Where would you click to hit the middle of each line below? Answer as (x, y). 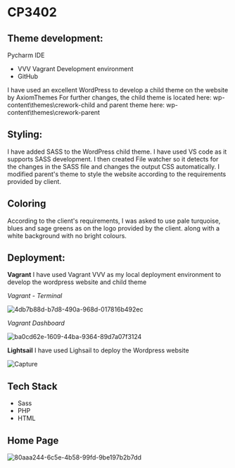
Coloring (27, 204)
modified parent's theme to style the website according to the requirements (117, 174)
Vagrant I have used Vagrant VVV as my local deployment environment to (114, 275)
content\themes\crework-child (51, 105)
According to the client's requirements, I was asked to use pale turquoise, (114, 221)
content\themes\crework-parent (54, 112)
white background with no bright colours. (67, 235)
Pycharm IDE (26, 55)
